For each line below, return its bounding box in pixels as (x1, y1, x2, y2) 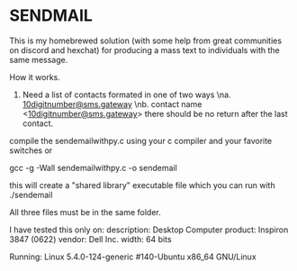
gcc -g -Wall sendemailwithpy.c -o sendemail (9, 162, 177, 173)
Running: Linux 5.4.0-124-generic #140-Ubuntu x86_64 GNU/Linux (9, 251, 256, 262)
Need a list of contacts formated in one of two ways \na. (22, 89, 231, 100)
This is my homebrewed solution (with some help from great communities (9, 35, 282, 46)
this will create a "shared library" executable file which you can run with (9, 179, 276, 190)
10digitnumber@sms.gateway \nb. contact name (22, 98, 202, 109)
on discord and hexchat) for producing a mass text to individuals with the (9, 44, 281, 55)
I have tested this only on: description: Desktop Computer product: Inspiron (9, 224, 289, 235)
